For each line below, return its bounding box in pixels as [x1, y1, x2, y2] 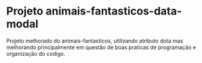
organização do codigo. [6, 50, 65, 57]
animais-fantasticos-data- [45, 4, 183, 18]
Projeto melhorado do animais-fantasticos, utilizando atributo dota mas [6, 37, 183, 44]
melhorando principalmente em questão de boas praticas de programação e [6, 44, 197, 51]
